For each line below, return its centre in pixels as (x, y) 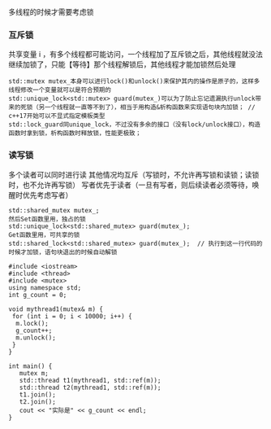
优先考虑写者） (47, 195)
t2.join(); (38, 401)
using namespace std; (45, 287)
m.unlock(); (36, 337)
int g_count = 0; (38, 295)
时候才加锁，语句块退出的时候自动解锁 (63, 252)
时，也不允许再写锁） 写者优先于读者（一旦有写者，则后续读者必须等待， (130, 185)
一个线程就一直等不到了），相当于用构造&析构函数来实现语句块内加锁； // (150, 107)
